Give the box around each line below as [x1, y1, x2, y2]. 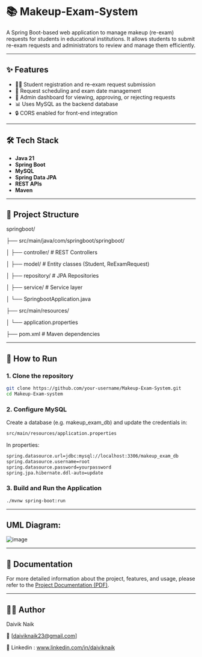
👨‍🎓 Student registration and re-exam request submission [14, 81, 156, 88]
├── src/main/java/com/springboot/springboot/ [6, 237, 125, 244]
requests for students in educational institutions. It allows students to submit [6, 35, 195, 42]
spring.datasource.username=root [6, 458, 90, 464]
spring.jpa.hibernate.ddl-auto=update [6, 470, 103, 476]
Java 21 [14, 154, 35, 161]
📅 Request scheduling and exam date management [14, 87, 141, 94]
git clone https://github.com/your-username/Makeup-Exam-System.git [6, 385, 182, 391]
